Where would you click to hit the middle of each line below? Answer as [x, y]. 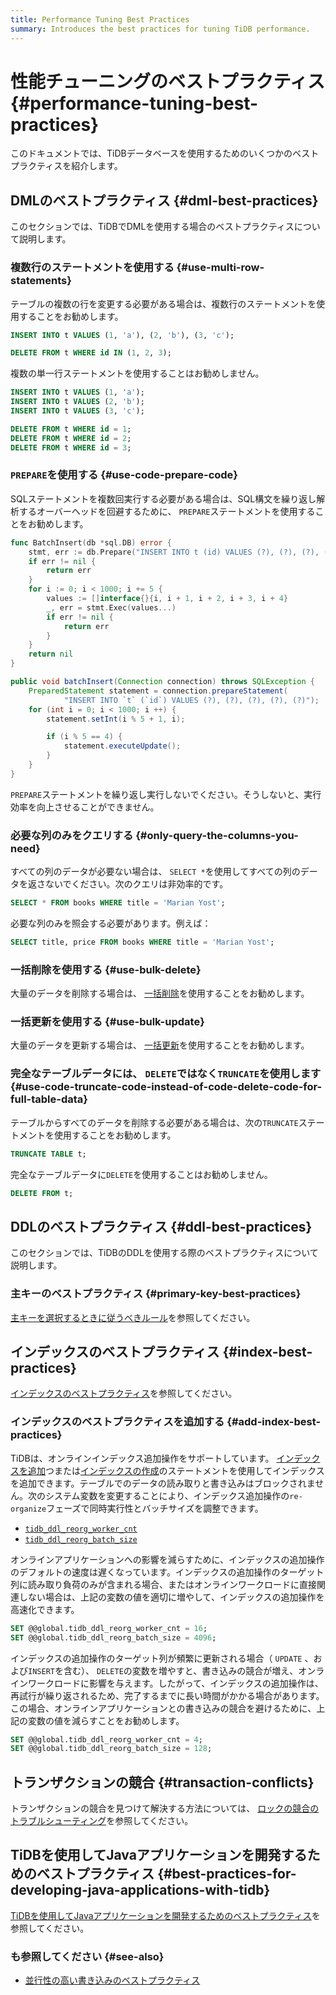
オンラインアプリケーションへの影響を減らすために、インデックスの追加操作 [167, 1559]
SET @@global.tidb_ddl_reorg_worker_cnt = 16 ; [109, 1628]
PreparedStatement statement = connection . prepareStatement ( [158, 691]
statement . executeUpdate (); [122, 746]
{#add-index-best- [274, 1422]
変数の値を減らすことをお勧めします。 [106, 1720]
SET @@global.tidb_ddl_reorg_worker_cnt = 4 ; [106, 1739]
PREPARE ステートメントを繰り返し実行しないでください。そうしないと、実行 [166, 794]
